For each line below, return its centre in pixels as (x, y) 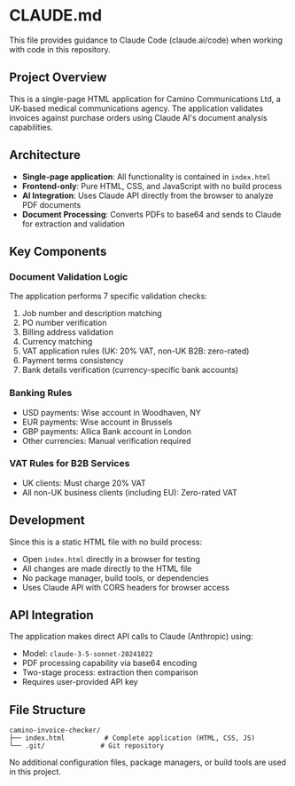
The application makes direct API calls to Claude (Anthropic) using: (132, 637)
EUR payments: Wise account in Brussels (97, 422)
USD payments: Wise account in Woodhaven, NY (111, 412)
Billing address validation (67, 332)
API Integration (52, 615)
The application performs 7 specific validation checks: (109, 296)
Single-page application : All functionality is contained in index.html (147, 176)
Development (47, 520)
